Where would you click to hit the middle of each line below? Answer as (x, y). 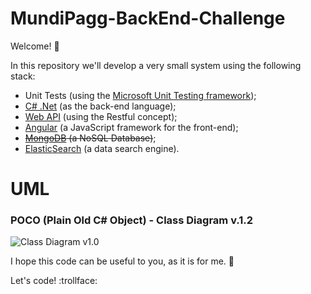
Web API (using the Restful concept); (101, 116)
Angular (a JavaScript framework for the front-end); (131, 127)
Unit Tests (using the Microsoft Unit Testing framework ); (140, 95)
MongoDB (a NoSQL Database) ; (90, 138)
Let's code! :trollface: (54, 281)
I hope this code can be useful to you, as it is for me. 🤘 (122, 261)
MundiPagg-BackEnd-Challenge (148, 18)
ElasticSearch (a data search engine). (102, 148)
